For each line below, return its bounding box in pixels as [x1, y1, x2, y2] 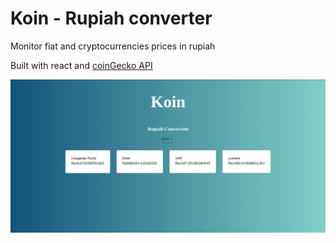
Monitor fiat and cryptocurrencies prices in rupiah [10, 40, 216, 52]
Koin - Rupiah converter [10, 7, 213, 30]
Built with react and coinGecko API [10, 59, 153, 71]
